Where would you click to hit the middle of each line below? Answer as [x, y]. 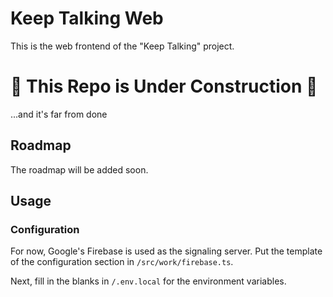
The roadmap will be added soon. [79, 169]
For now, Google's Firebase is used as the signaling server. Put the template [166, 251]
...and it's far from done [59, 114]
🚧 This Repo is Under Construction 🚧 [164, 86]
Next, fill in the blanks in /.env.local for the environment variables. [148, 281]
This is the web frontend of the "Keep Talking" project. [122, 46]
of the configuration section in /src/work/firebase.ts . [122, 262]
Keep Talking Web [87, 18]
